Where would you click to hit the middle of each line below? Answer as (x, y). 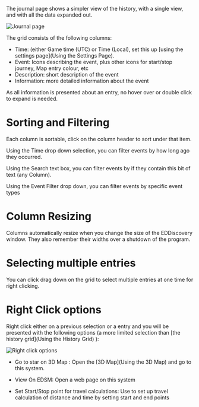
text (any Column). (29, 174)
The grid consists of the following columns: (59, 38)
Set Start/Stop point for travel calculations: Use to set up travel (91, 391)
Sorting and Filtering (58, 123)
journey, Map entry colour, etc (52, 68)
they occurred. (24, 157)
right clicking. (23, 286)
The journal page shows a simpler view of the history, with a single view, (95, 9)
